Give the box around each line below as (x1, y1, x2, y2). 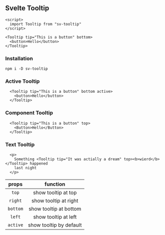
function (44, 181, 65, 188)
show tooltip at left (33, 214, 77, 220)
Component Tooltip (5, 109, 53, 116)
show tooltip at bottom (28, 206, 81, 212)
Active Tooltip (5, 78, 40, 85)
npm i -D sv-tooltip (5, 66, 48, 71)
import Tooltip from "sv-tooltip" (9, 21, 81, 26)
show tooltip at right (31, 197, 78, 204)
